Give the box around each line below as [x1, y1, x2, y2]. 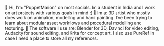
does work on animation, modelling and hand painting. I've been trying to [5, 15, 153, 20]
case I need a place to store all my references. [5, 35, 98, 41]
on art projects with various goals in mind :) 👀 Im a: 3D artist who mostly [5, 10, 150, 15]
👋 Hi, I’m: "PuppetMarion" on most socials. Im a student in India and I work [5, 5, 155, 10]
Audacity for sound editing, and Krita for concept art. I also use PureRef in [5, 31, 154, 36]
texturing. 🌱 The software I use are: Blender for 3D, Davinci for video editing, [5, 25, 160, 31]
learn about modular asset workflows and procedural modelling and [5, 20, 142, 26]
